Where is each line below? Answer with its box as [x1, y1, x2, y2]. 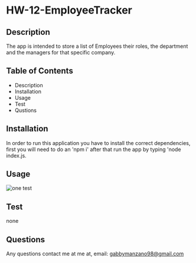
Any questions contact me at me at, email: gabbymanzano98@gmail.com [6, 250, 184, 257]
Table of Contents [6, 66, 74, 76]
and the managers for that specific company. [6, 49, 116, 56]
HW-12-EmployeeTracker [6, 4, 133, 17]
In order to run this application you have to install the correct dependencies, [6, 139, 191, 146]
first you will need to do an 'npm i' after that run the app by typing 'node [6, 146, 181, 153]
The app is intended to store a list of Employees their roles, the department [6, 42, 188, 50]
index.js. [6, 152, 27, 159]
